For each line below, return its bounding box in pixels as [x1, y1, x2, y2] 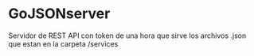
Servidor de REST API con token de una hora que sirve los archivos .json [8, 31, 247, 40]
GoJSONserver [8, 5, 111, 23]
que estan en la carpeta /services [8, 39, 119, 48]
